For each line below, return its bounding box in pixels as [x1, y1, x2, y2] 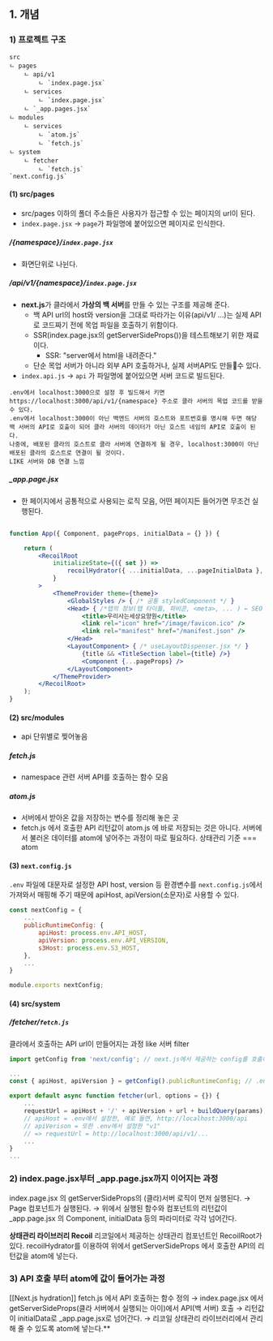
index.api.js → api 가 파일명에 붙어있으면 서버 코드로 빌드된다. [20, 370, 225, 380]
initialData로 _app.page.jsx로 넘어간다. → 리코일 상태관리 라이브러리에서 [17, 1313, 249, 1323]
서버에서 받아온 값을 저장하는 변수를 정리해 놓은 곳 [20, 813, 179, 822]
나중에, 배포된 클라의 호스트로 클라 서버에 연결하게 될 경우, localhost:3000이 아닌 [9, 440, 259, 448]
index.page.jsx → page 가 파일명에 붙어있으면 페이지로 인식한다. [20, 218, 225, 228]
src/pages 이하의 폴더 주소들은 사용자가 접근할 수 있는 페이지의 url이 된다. [20, 208, 256, 218]
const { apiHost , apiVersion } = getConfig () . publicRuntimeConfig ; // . [9, 1077, 260, 1085]
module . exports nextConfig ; [9, 981, 105, 990]
